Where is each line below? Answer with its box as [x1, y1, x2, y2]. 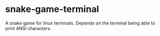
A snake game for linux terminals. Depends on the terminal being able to [5, 20, 155, 26]
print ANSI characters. [5, 25, 51, 31]
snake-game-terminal [5, 3, 99, 15]
